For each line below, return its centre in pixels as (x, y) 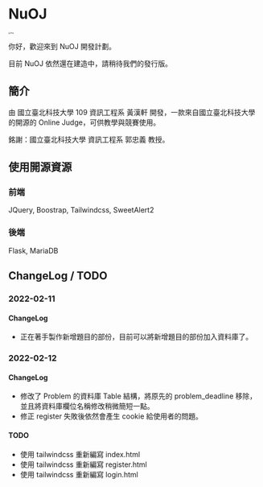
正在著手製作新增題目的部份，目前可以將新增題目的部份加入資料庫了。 (136, 337)
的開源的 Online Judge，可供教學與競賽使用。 (84, 122)
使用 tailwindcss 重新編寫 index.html (80, 454)
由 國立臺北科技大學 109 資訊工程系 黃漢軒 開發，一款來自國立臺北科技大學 (132, 112)
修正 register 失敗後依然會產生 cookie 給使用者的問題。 (111, 416)
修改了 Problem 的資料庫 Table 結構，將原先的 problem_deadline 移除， (138, 396)
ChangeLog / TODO (58, 276)
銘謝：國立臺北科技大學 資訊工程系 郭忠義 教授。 (89, 139)
